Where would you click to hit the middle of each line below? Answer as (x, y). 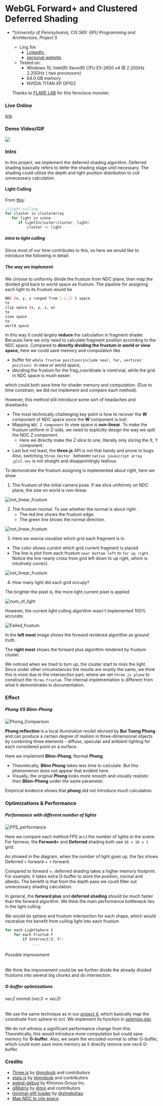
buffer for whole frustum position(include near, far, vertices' (78, 360)
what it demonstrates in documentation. (45, 685)
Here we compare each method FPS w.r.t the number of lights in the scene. (80, 837)
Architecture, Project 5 (35, 38)
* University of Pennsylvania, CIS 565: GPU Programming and (74, 32)
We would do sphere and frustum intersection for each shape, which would (81, 916)
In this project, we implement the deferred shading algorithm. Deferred (76, 162)
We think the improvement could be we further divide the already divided (78, 970)
